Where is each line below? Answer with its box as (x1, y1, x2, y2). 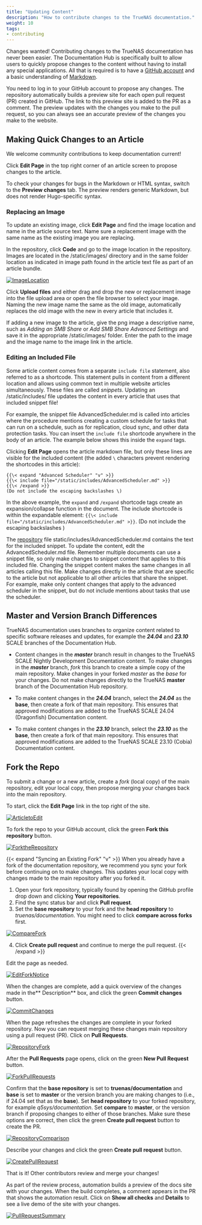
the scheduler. (6, 593, 42, 600)
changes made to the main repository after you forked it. (6, 874, 146, 882)
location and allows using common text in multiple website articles (6, 379, 170, 387)
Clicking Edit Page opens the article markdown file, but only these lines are (6, 447, 192, 455)
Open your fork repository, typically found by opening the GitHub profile (14, 886, 194, 894)
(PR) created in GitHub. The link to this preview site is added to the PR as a (6, 97, 191, 105)
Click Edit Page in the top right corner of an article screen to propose (6, 162, 177, 169)
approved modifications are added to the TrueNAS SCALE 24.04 (14, 707, 174, 714)
